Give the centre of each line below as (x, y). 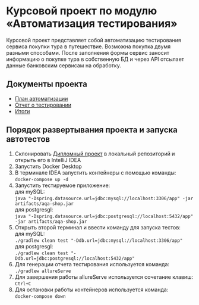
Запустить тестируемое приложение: (62, 185)
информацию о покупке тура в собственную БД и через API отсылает (95, 59)
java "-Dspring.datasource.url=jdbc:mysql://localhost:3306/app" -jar (104, 198)
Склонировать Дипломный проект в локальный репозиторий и (95, 154)
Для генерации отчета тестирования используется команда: (92, 264)
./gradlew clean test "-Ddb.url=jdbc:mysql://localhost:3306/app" (99, 240)
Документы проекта (47, 84)
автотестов (28, 139)
